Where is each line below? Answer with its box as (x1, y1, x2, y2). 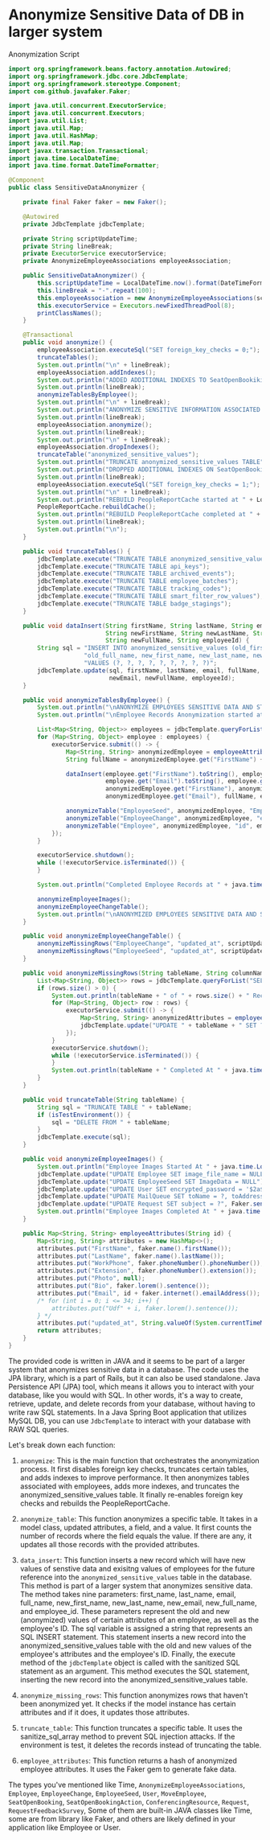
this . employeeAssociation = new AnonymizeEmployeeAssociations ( (37, 294, 257, 302)
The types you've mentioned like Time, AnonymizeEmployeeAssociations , (8, 1780, 246, 1789)
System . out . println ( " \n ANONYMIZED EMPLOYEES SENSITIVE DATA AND (37, 910, 257, 918)
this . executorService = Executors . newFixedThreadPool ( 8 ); (37, 302, 235, 310)
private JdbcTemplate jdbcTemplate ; (22, 220, 146, 228)
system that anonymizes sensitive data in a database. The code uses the (8, 1365, 249, 1374)
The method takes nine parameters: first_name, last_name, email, (19, 1589, 237, 1599)
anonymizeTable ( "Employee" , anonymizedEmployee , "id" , (65, 822, 253, 830)
